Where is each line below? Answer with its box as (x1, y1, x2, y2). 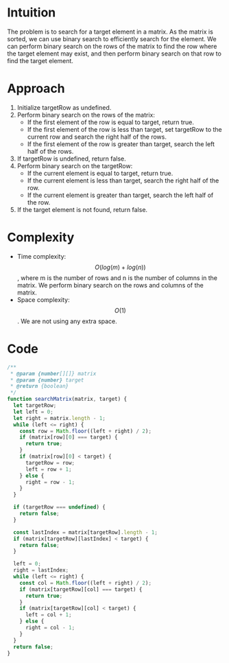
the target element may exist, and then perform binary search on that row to (7, 49, 221, 58)
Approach (7, 81, 65, 97)
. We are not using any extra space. (16, 317, 118, 325)
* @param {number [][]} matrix (10, 370, 97, 377)
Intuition (7, 5, 56, 21)
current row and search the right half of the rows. (27, 132, 167, 141)
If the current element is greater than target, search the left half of (27, 191, 214, 199)
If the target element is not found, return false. (16, 205, 148, 213)
